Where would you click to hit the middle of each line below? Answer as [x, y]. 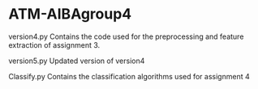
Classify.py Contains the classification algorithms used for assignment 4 [129, 76]
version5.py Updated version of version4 [77, 61]
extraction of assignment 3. [54, 44]
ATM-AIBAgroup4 [70, 14]
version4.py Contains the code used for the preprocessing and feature [126, 36]
